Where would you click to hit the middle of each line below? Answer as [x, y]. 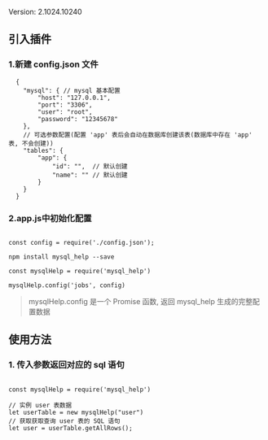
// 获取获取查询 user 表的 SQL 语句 [64, 421]
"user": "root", [65, 112]
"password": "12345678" [78, 119]
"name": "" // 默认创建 [90, 175]
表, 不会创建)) [31, 143]
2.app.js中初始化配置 [50, 218]
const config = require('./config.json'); [81, 242]
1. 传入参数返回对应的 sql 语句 [66, 365]
